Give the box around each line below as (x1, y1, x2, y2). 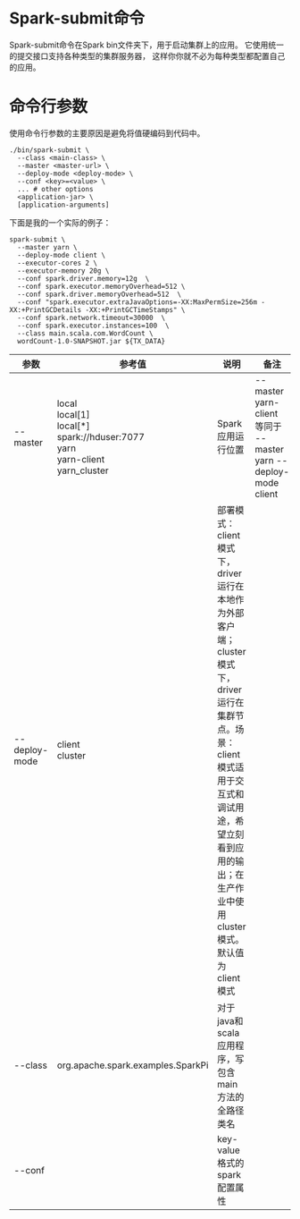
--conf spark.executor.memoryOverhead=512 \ (17, 282, 186, 291)
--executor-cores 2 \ (17, 258, 98, 267)
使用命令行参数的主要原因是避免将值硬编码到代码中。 (9, 127, 205, 139)
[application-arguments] (17, 200, 110, 209)
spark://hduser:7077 (56, 430, 146, 443)
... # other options (17, 184, 94, 193)
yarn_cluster (56, 464, 109, 477)
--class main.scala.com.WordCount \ (17, 328, 154, 338)
